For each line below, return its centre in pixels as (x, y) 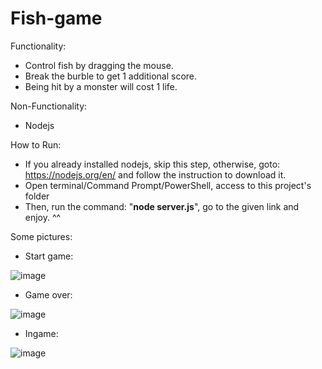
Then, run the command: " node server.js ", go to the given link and (162, 206)
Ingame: (41, 333)
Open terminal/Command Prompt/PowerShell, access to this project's (168, 185)
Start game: (49, 256)
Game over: (48, 294)
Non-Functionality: (49, 106)
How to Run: (36, 144)
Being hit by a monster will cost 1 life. (101, 86)
